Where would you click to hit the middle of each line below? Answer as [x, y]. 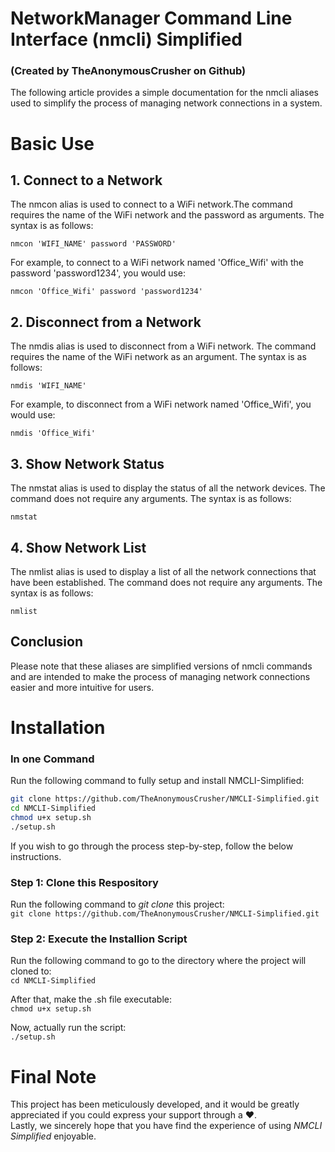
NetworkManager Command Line [151, 18]
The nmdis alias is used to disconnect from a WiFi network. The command [163, 346]
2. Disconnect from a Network [106, 322]
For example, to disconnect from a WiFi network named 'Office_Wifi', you [161, 404]
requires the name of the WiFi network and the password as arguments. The [167, 215]
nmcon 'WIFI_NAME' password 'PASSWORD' [93, 244]
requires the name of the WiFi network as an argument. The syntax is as [158, 357]
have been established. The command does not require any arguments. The [166, 582]
